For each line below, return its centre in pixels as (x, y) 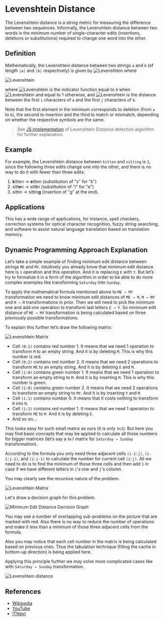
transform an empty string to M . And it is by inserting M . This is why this (83, 377)
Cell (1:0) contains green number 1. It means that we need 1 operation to (85, 372)
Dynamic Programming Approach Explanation (76, 250)
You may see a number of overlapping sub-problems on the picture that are (81, 516)
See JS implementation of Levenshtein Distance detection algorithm (85, 129)
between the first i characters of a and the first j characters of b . (70, 100)
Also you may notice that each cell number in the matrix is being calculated (81, 542)
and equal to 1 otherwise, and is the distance (96, 94)
